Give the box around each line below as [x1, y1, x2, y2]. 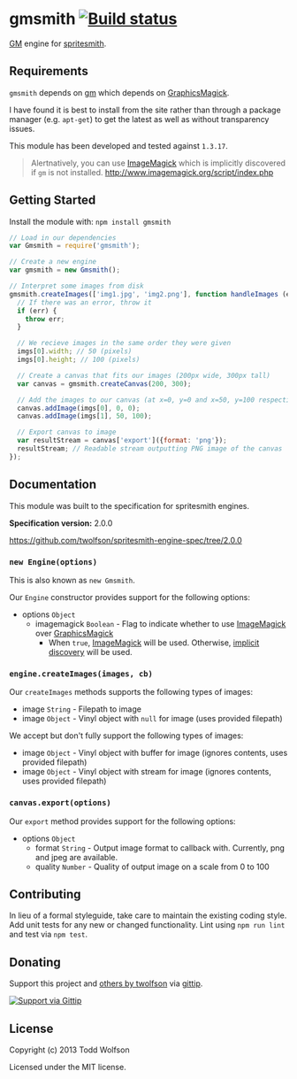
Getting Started [9, 193, 96, 208]
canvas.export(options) [9, 798, 112, 808]
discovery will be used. [48, 646, 133, 657]
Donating [9, 954, 62, 969]
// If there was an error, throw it [17, 297, 152, 307]
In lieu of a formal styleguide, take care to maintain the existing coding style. [9, 910, 287, 921]
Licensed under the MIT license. [9, 1061, 126, 1072]
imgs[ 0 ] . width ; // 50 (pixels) [17, 347, 133, 356]
